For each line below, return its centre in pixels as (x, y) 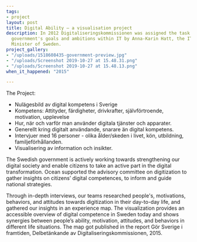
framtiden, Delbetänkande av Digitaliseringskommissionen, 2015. (84, 233)
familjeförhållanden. (38, 142)
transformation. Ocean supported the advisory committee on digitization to (96, 172)
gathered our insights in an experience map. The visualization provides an (95, 208)
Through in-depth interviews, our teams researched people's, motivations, (96, 196)
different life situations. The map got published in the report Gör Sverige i (94, 227)
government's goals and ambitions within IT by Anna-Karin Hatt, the (98, 39)
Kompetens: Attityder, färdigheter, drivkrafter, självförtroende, (89, 111)
